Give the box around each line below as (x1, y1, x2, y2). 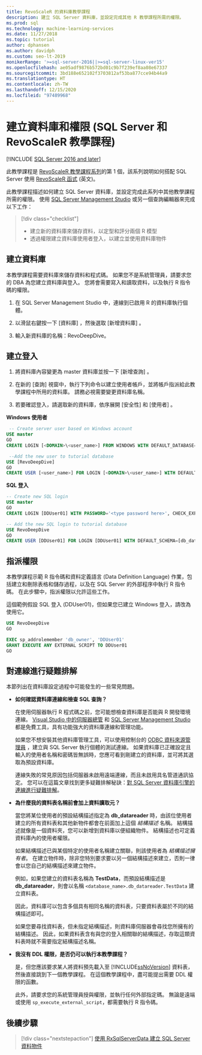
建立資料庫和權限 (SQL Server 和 (6, 120, 168, 134)
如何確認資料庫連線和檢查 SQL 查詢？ (14, 696, 107, 703)
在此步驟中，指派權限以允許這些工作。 (17, 588, 113, 596)
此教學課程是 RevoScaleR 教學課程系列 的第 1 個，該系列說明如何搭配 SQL (6, 167, 187, 175)
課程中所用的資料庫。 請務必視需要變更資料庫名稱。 (20, 388, 148, 396)
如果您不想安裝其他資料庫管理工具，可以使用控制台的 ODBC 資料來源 (14, 736, 186, 744)
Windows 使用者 (6, 414, 48, 421)
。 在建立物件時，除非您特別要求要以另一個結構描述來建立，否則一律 (25, 855, 195, 862)
